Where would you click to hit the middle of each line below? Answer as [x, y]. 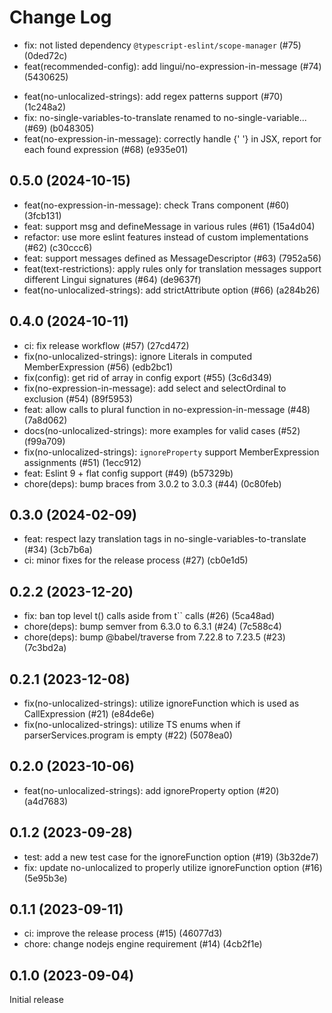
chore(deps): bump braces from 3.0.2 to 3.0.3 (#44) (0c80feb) [152, 483]
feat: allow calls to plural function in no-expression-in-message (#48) [167, 409]
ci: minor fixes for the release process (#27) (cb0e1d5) [136, 560]
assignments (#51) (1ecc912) [82, 462]
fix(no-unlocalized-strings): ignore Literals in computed [137, 356]
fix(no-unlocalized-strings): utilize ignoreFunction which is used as [161, 703]
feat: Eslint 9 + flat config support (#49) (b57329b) [128, 473]
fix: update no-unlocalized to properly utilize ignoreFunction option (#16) [173, 867]
